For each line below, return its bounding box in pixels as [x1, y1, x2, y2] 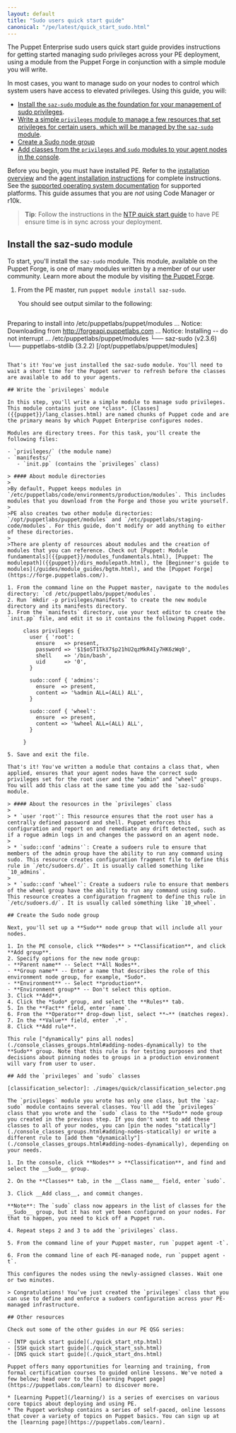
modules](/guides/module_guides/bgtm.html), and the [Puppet [7, 566, 191, 573]
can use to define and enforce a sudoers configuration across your [7, 1295, 213, 1302]
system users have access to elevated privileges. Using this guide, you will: [7, 86, 227, 95]
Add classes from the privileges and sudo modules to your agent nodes [17, 146, 228, 154]
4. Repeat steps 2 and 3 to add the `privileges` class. [7, 1227, 179, 1234]
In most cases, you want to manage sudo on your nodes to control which [7, 79, 220, 88]
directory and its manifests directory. [7, 603, 129, 610]
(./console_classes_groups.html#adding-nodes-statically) [7, 1128, 182, 1136]
